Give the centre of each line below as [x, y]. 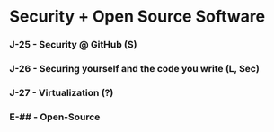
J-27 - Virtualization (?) [62, 92]
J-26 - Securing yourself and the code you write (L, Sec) [135, 69]
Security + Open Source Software [137, 17]
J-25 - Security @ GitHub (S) [73, 45]
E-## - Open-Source [55, 117]
